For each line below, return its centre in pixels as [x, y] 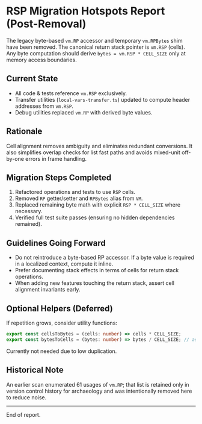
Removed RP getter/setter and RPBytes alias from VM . [79, 198]
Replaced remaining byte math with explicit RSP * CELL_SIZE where [98, 205]
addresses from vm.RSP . [44, 106]
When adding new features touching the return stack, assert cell [94, 283]
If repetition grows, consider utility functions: [62, 323]
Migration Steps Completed [59, 177]
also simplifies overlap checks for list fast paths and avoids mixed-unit [93, 152]
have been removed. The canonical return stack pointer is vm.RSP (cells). [96, 47]
